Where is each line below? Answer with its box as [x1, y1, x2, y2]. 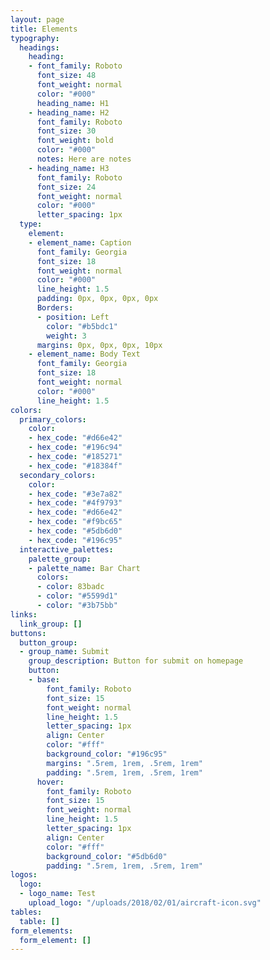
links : [10, 609, 38, 620]
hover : [36, 777, 65, 787]
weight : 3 [46, 331, 87, 341]
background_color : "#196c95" [46, 749, 168, 759]
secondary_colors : [19, 470, 97, 480]
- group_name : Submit [19, 647, 110, 657]
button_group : [19, 637, 78, 648]
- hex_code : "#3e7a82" [28, 489, 123, 499]
